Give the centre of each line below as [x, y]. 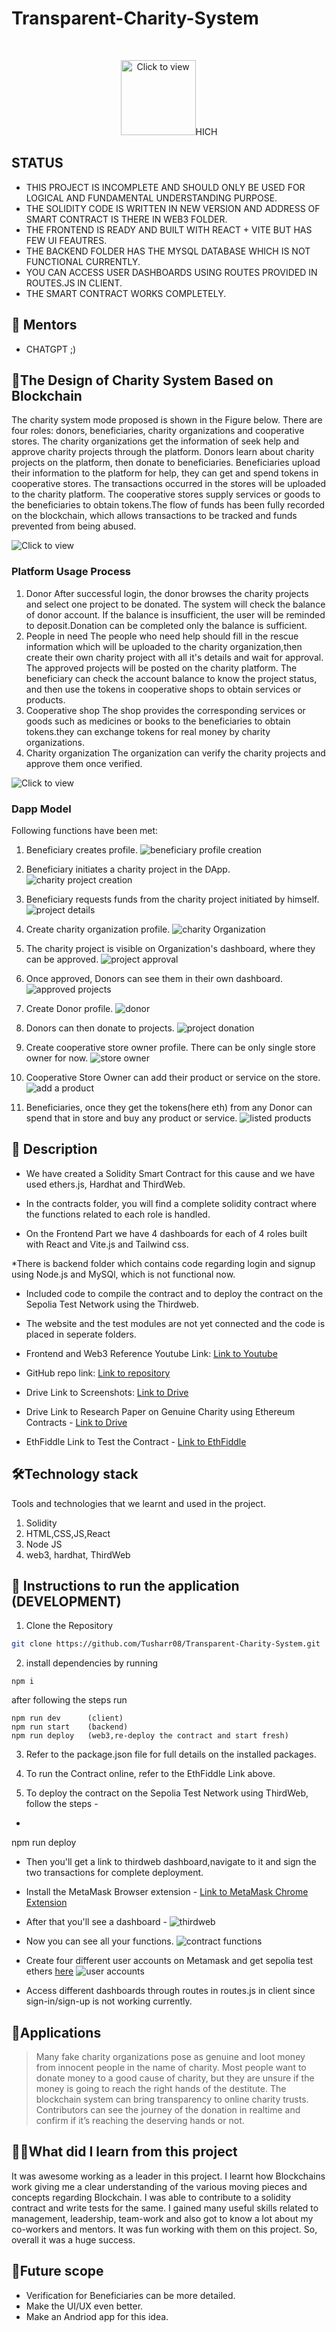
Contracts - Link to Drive [76, 1422]
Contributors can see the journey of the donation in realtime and [168, 2110]
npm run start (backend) [70, 1727]
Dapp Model [41, 809]
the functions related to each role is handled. [118, 1214]
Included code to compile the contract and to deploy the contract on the [174, 1293]
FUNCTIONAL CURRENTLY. [83, 261]
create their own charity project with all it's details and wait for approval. [174, 657]
